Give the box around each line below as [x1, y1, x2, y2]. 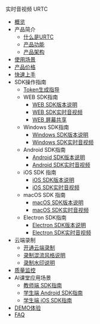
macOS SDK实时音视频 [32, 207, 89, 213]
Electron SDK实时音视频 [32, 229, 92, 236]
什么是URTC [23, 33, 54, 40]
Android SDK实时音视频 [32, 161, 90, 168]
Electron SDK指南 [23, 214, 67, 221]
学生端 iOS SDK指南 [23, 297, 72, 304]
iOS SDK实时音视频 [32, 184, 80, 191]
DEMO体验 [14, 304, 41, 311]
